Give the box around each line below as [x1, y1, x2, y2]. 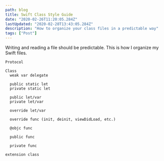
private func [10, 143, 37, 148]
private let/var [10, 99, 44, 104]
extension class [5, 152, 39, 157]
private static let [10, 86, 51, 91]
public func [10, 134, 35, 139]
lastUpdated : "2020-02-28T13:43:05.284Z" [5, 21, 94, 27]
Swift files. [5, 50, 27, 56]
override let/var [10, 108, 46, 113]
